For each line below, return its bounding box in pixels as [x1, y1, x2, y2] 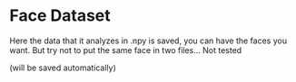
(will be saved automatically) [9, 62, 116, 73]
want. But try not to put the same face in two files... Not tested [9, 44, 242, 55]
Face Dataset [9, 5, 111, 26]
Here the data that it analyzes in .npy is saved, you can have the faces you [9, 35, 288, 46]
